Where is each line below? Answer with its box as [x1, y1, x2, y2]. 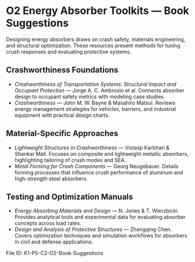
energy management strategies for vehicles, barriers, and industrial [14, 105, 176, 112]
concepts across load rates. [14, 220, 81, 227]
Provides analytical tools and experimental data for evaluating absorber [14, 214, 186, 221]
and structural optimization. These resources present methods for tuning [6, 42, 180, 49]
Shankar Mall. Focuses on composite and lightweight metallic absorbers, [14, 150, 189, 157]
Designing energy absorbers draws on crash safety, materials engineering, [6, 36, 186, 43]
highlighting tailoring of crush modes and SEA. [14, 156, 126, 163]
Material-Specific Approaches [6, 128, 119, 138]
